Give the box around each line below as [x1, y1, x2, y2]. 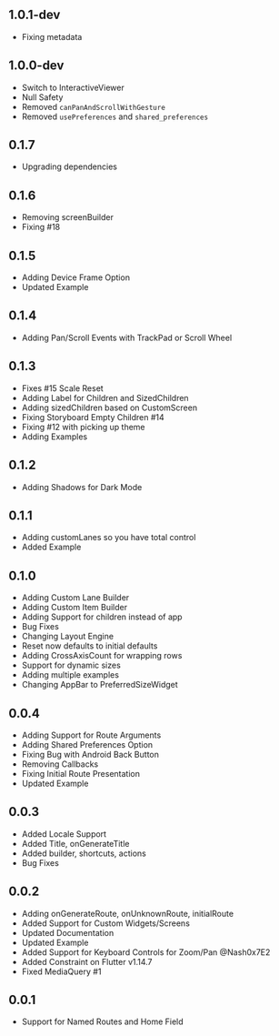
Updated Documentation [21, 927, 115, 938]
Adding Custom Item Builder [21, 602, 128, 613]
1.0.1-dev [8, 7, 61, 23]
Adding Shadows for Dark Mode [21, 481, 143, 492]
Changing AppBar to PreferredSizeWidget [21, 679, 178, 690]
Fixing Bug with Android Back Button [21, 749, 160, 759]
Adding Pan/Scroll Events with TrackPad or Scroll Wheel [21, 332, 233, 343]
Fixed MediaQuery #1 [21, 966, 102, 977]
